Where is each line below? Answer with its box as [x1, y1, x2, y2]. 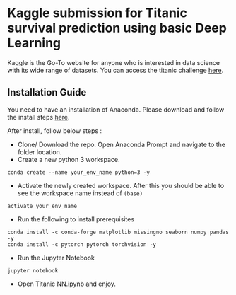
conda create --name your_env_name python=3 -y [7, 168, 151, 176]
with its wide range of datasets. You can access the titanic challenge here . [7, 66, 224, 74]
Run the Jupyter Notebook [17, 253, 95, 262]
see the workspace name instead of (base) [17, 189, 143, 197]
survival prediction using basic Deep [7, 20, 228, 36]
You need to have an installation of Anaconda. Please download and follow [7, 105, 225, 114]
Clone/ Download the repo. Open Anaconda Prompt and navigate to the [17, 140, 226, 149]
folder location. [17, 147, 62, 156]
